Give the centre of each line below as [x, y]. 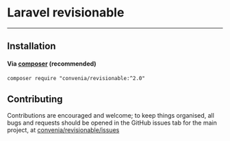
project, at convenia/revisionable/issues [63, 130]
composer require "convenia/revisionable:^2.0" [76, 78]
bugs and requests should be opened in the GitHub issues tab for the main [112, 123]
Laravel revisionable [66, 13]
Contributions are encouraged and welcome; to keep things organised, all [111, 116]
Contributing [35, 99]
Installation [31, 46]
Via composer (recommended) [52, 64]
